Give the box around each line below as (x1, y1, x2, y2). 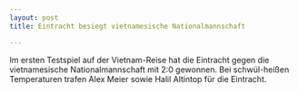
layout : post (9, 13, 59, 23)
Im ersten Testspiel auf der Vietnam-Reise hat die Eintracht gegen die (9, 54, 270, 65)
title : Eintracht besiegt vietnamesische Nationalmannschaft (9, 22, 246, 31)
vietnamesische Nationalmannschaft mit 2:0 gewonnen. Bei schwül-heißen (9, 64, 290, 75)
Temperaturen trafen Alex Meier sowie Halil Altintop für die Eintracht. (9, 73, 267, 84)
